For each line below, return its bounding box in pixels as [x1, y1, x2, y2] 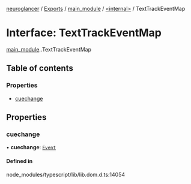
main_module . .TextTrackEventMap [6, 46, 92, 53]
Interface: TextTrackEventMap [6, 26, 162, 40]
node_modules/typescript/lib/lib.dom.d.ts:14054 [6, 171, 126, 178]
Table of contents [6, 63, 73, 74]
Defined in [6, 157, 33, 164]
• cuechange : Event [6, 144, 56, 151]
